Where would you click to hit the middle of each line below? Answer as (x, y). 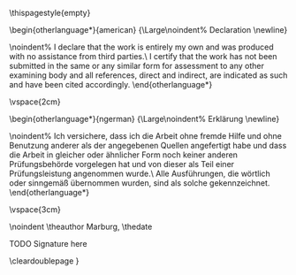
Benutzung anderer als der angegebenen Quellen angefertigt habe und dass (148, 145)
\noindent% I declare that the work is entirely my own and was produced (141, 47)
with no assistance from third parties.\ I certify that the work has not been (143, 56)
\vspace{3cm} (35, 210)
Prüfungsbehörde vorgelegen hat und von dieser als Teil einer (122, 164)
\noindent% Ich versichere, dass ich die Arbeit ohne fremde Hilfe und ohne (146, 136)
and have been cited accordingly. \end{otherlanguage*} (111, 84)
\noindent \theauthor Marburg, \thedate (81, 226)
